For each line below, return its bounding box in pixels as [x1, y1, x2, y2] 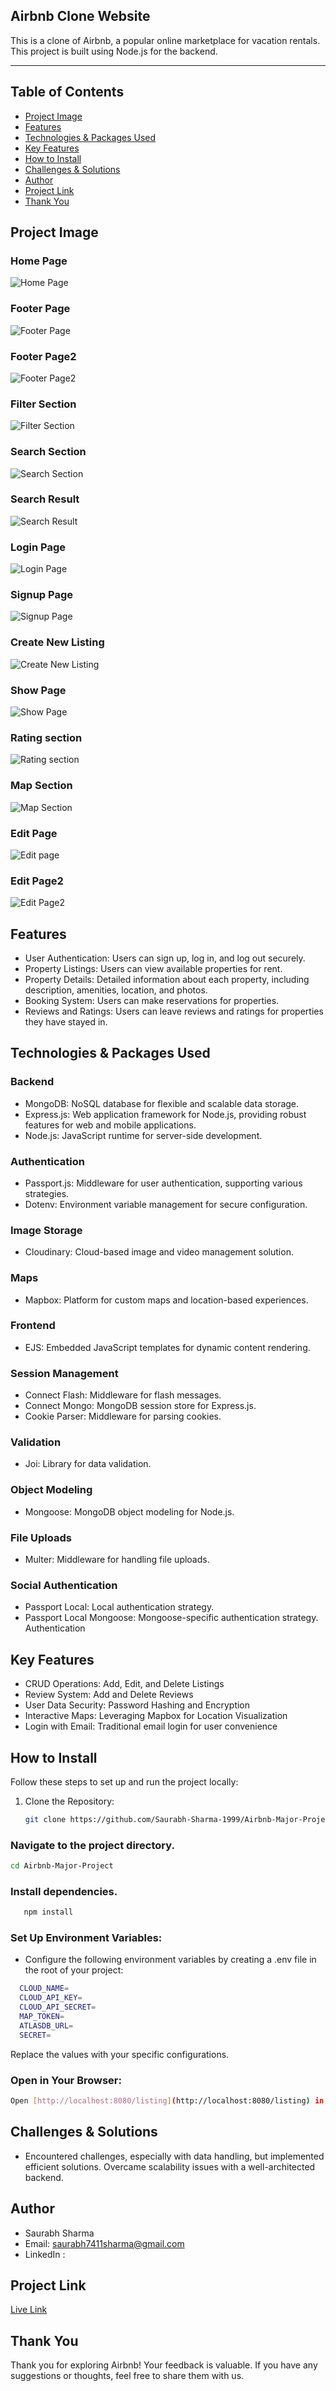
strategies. [24, 1187, 70, 1199]
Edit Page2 [10, 874, 64, 888]
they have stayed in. [24, 1015, 108, 1028]
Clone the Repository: [24, 1795, 115, 1807]
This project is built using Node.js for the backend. [10, 45, 218, 57]
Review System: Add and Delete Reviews [24, 1689, 194, 1701]
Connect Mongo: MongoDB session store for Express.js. [24, 1400, 257, 1412]
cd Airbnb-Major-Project [10, 1861, 114, 1871]
